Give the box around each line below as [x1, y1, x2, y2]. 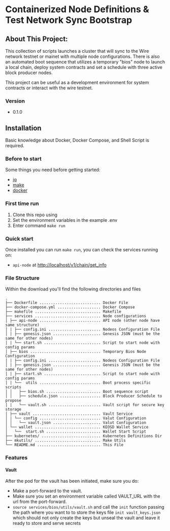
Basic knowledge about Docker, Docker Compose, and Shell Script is [5, 137, 150, 143]
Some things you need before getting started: [5, 167, 100, 173]
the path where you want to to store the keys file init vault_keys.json [12, 509, 161, 516]
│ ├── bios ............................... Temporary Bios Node [5, 349, 146, 354]
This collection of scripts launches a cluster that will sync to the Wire [5, 48, 149, 54]
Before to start [5, 155, 42, 162]
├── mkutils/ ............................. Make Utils [5, 438, 126, 443]
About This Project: [5, 35, 68, 43]
